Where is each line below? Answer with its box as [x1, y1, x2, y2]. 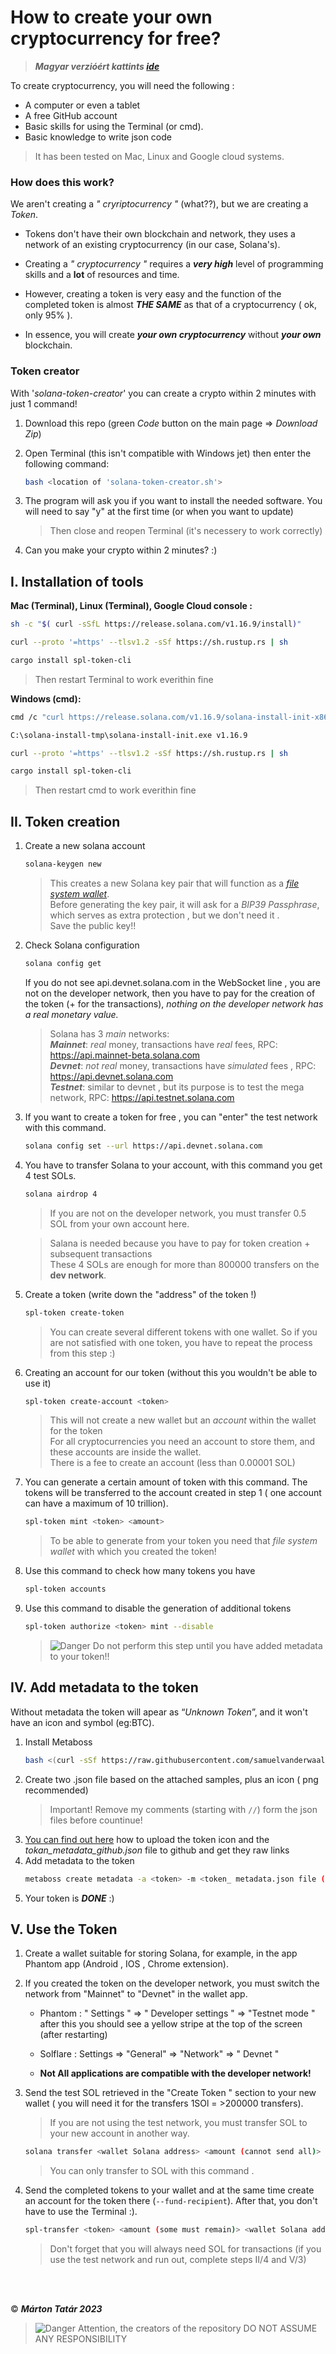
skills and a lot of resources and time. [24, 269, 180, 281]
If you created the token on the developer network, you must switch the [24, 1977, 320, 1990]
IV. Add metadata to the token [10, 1679, 199, 1696]
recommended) [24, 1784, 89, 1796]
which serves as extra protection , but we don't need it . [49, 909, 280, 921]
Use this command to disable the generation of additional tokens [24, 1602, 292, 1615]
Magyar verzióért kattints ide [34, 60, 160, 72]
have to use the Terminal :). [24, 2206, 138, 2218]
